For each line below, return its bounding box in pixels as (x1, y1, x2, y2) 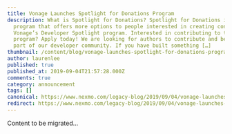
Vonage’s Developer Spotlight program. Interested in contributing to (13, 29, 221, 37)
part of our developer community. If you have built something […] (13, 42, 212, 49)
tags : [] (7, 87, 32, 94)
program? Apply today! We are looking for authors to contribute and (13, 36, 217, 43)
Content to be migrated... (7, 119, 79, 127)
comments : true (7, 74, 51, 82)
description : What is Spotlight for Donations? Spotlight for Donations (7, 17, 221, 23)
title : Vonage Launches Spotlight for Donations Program (7, 10, 175, 17)
